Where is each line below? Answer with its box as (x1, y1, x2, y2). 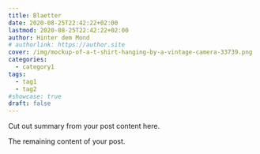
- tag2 (15, 85, 37, 93)
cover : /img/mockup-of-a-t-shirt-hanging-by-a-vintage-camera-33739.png (8, 48, 253, 56)
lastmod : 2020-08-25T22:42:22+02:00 (8, 26, 129, 34)
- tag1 (15, 77, 37, 85)
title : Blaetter (8, 11, 62, 20)
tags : (8, 70, 26, 78)
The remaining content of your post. (8, 137, 126, 146)
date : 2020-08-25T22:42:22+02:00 (8, 19, 119, 27)
